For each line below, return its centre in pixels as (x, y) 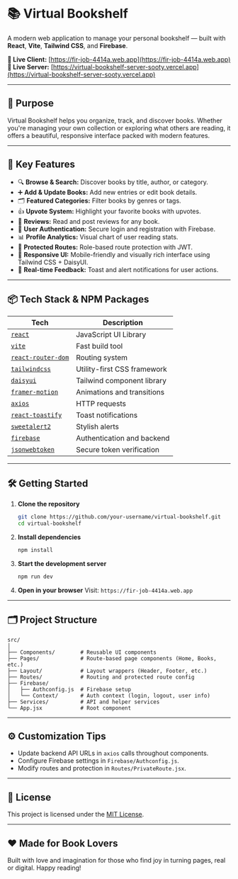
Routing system (102, 358)
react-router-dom (40, 358)
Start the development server (62, 563)
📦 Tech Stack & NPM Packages (78, 299)
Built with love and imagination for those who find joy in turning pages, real (117, 860)
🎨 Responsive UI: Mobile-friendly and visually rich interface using (114, 254)
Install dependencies (49, 537)
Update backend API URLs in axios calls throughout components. (113, 753)
